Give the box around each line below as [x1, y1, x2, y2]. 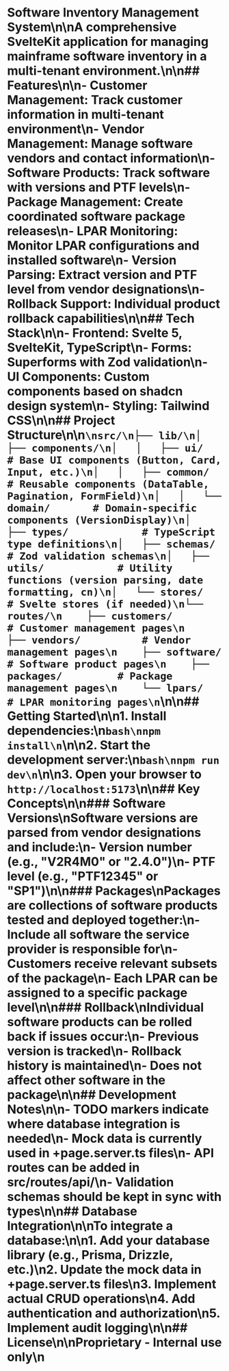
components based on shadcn [7, 384, 183, 399]
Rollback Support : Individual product [7, 296, 221, 312]
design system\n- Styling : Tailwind [7, 398, 210, 414]
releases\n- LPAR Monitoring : [7, 223, 178, 239]
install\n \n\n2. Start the [7, 738, 151, 753]
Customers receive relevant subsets [7, 956, 217, 971]
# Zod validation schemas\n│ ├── [7, 550, 210, 563]
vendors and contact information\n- [7, 151, 215, 166]
